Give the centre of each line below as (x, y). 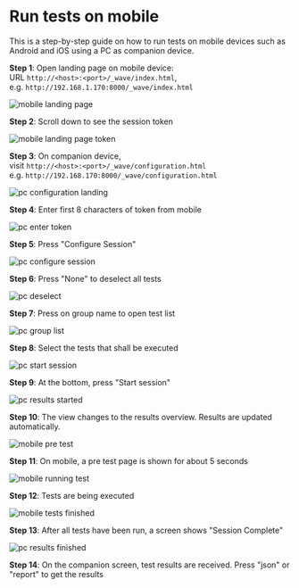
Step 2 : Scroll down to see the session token (91, 121)
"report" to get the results (57, 574)
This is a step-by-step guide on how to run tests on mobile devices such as (147, 41)
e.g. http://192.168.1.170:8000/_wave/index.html (101, 87)
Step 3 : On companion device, (65, 156)
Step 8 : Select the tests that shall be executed (94, 348)
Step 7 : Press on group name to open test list (92, 313)
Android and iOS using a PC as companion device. (102, 50)
